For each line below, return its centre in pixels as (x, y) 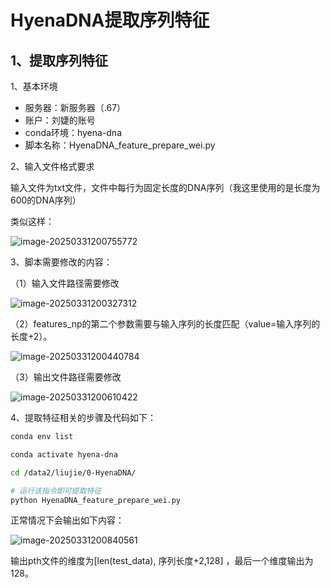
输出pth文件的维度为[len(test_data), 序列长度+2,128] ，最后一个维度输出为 (162, 561)
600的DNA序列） (46, 200)
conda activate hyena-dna (64, 454)
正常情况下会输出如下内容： (67, 520)
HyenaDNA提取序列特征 (110, 20)
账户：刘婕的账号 (60, 120)
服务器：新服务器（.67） (75, 107)
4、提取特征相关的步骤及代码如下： (83, 417)
